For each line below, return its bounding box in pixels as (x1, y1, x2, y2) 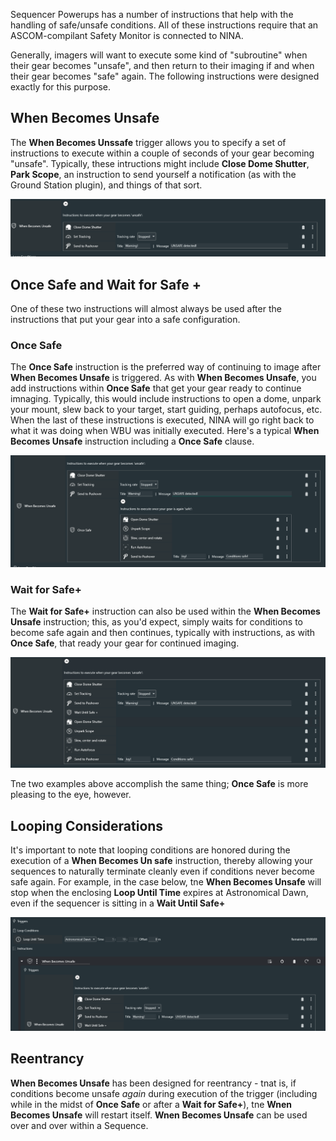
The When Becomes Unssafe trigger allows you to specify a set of (10, 136, 287, 148)
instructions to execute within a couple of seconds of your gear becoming (10, 147, 315, 159)
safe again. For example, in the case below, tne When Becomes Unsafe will (10, 875, 322, 888)
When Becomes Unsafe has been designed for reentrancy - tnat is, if (10, 1077, 297, 1089)
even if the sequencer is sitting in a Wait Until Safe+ (10, 897, 226, 909)
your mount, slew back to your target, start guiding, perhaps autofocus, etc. (10, 404, 323, 416)
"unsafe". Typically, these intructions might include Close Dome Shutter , (10, 157, 310, 169)
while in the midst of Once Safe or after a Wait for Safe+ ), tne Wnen (10, 1098, 293, 1110)
